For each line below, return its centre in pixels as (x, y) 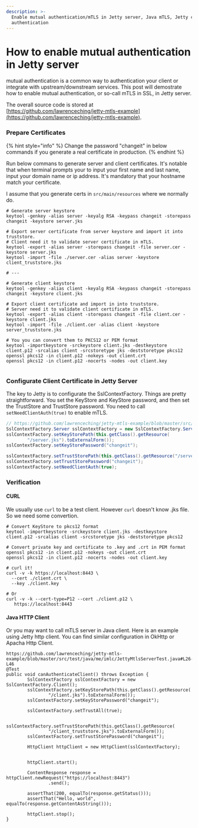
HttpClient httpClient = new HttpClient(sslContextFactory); (104, 747)
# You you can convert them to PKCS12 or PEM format (72, 340)
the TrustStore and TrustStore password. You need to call (76, 406)
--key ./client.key (35, 584)
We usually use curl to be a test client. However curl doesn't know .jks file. (98, 510)
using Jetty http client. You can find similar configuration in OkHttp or (90, 637)
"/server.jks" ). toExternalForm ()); (71, 440)
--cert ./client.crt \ (39, 578)
